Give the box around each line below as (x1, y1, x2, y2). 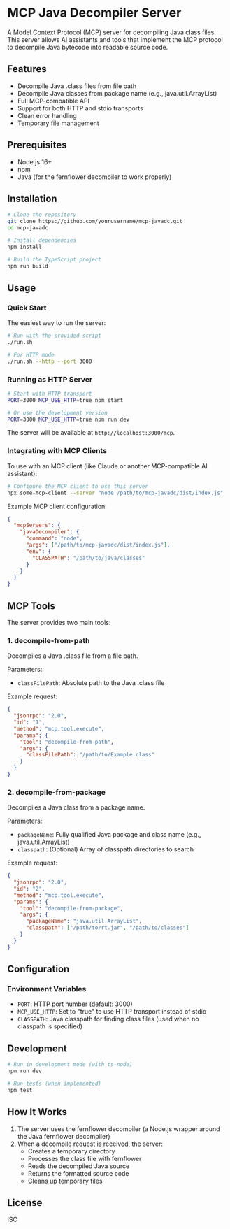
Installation (7, 192, 57, 204)
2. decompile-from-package (7, 787, 106, 797)
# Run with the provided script (7, 332, 101, 340)
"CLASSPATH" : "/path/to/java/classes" (32, 554, 145, 561)
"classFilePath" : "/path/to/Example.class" (25, 752, 155, 759)
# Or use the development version (7, 409, 108, 417)
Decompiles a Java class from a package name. (7, 803, 145, 812)
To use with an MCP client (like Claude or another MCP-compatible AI (7, 461, 208, 470)
